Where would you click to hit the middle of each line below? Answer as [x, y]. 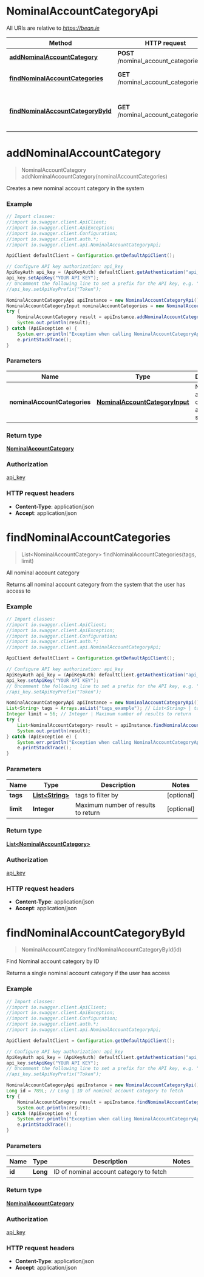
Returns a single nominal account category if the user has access [88, 973]
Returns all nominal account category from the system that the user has [96, 584]
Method [60, 43]
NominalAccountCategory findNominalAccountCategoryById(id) [101, 950]
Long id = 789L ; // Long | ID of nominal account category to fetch [95, 1091]
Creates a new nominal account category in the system [75, 188]
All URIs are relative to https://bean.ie [53, 28]
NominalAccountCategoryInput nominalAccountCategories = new [85, 306]
